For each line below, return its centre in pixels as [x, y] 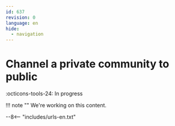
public [22, 77]
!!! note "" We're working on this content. [56, 106]
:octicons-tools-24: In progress [44, 93]
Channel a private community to [87, 64]
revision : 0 [20, 17]
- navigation [27, 34]
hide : [12, 29]
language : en [22, 23]
